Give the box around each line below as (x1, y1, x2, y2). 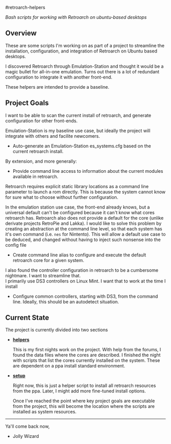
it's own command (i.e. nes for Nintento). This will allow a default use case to (5, 231, 166, 237)
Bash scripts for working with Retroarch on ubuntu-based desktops (5, 14, 147, 20)
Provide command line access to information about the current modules (12, 168, 163, 174)
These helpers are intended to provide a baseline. (5, 84, 109, 90)
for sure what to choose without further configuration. (5, 194, 119, 200)
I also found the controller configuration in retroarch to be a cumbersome (5, 267, 159, 273)
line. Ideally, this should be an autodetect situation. (12, 298, 120, 305)
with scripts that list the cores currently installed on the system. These (12, 357, 160, 363)
